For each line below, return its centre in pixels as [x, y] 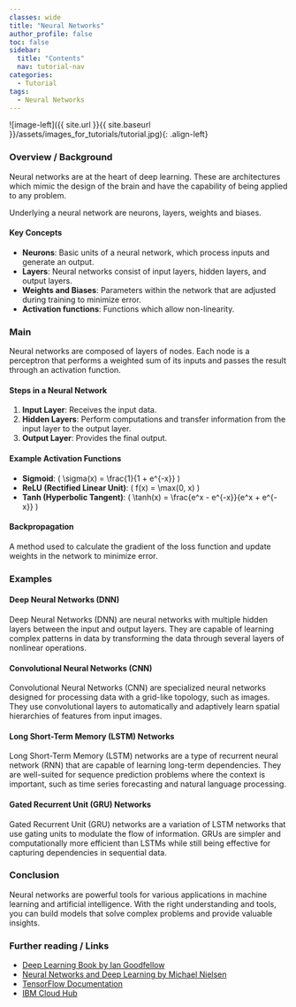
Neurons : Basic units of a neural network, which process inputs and [146, 252]
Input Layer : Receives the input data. [89, 410]
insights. [25, 923]
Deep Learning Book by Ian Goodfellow [93, 965]
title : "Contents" [51, 58]
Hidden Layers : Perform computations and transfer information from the [154, 419]
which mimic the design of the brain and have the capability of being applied [148, 186]
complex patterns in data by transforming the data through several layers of [147, 638]
